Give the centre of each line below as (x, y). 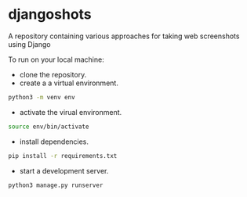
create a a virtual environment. (69, 83)
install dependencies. (54, 141)
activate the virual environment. (71, 112)
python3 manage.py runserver (56, 185)
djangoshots (50, 14)
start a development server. (64, 170)
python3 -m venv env (42, 97)
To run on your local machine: (56, 59)
